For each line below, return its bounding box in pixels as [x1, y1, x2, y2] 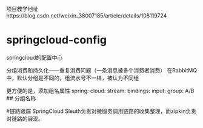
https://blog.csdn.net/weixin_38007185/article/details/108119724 [6, 12, 167, 19]
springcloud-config [6, 33, 107, 47]
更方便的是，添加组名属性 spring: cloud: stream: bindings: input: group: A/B [6, 87, 195, 94]
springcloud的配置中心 [6, 54, 63, 61]
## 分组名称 [6, 94, 36, 101]
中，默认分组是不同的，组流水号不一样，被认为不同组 [6, 74, 139, 82]
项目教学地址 [6, 5, 38, 12]
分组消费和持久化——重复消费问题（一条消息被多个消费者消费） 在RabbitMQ [6, 66, 198, 74]
